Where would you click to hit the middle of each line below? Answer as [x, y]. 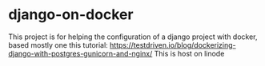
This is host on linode [189, 53]
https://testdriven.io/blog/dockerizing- [173, 45]
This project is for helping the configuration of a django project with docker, [133, 37]
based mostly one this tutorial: [58, 45]
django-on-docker [71, 15]
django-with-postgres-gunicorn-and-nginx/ [80, 53]
